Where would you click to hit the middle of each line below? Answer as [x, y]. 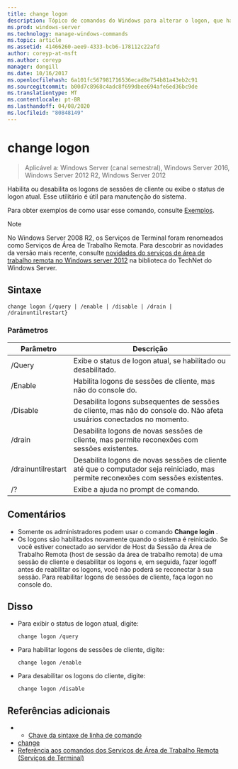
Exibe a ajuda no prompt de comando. [136, 489]
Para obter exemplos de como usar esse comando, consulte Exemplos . [111, 210]
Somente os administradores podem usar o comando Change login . [118, 531]
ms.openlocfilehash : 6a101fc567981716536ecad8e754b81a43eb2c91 [103, 80]
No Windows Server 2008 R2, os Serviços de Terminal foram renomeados [115, 238]
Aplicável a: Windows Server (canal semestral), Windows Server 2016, [127, 167]
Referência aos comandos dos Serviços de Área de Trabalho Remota [118, 751]
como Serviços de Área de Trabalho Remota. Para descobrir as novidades [115, 245]
